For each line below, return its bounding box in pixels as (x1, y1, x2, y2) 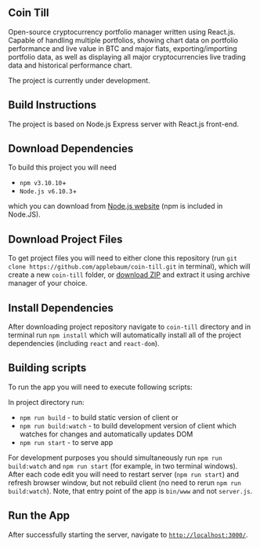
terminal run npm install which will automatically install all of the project (8, 330, 241, 340)
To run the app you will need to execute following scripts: (8, 382, 193, 392)
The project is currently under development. (8, 75, 150, 85)
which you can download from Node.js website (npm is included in (8, 202, 223, 211)
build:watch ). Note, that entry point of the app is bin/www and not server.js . (8, 486, 253, 495)
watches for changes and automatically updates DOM (19, 429, 193, 439)
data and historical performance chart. (8, 60, 133, 70)
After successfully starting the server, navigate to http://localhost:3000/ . (8, 530, 248, 539)
